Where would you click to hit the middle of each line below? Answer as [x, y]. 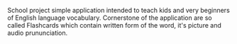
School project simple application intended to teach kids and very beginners [119, 10]
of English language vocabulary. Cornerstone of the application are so [110, 18]
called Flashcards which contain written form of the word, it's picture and [114, 25]
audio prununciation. [38, 33]
